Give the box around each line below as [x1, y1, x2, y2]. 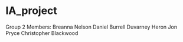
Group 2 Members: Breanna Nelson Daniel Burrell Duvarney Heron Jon [5, 23, 178, 30]
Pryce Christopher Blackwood [5, 29, 79, 36]
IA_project [5, 4, 57, 17]
